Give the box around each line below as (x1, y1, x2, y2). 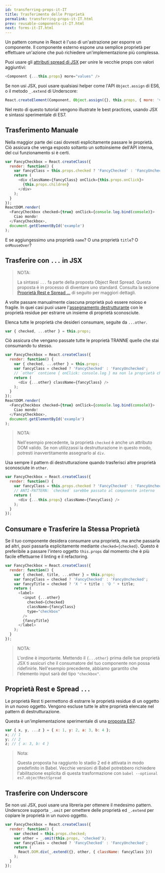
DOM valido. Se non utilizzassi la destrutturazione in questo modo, (17, 445, 152, 451)
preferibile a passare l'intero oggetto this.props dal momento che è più (5, 548, 150, 554)
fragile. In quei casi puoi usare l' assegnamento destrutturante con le (5, 304, 143, 310)
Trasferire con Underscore (5, 789, 88, 797)
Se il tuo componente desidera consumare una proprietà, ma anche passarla (5, 538, 160, 544)
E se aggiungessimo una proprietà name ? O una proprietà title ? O (5, 237, 138, 243)
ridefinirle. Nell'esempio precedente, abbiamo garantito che (17, 665, 138, 671)
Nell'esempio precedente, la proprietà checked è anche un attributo (17, 439, 152, 445)
